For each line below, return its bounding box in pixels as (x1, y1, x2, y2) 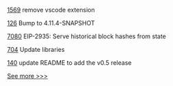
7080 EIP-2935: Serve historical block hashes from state (7, 32, 166, 40)
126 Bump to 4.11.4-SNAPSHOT (7, 19, 95, 27)
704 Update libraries (7, 46, 65, 53)
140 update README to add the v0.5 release (7, 59, 132, 67)
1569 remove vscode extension (7, 6, 96, 14)
